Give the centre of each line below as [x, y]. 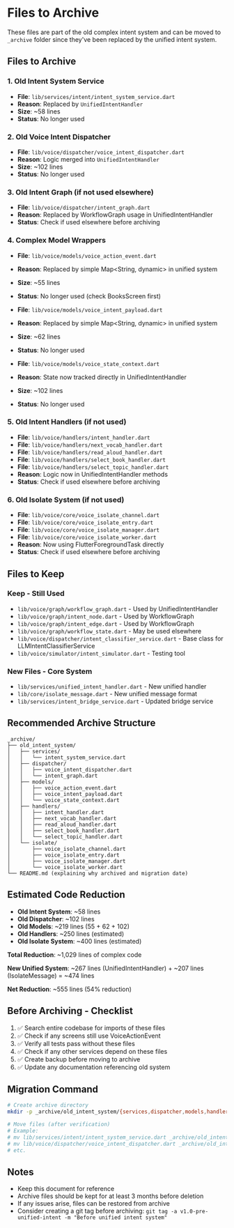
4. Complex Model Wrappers [57, 240]
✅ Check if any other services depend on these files [92, 1051]
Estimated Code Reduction [66, 895]
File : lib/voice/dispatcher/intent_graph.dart [84, 208]
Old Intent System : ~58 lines [59, 912]
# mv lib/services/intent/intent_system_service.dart [87, 1137]
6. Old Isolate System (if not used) [66, 500]
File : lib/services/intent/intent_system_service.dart [96, 96]
